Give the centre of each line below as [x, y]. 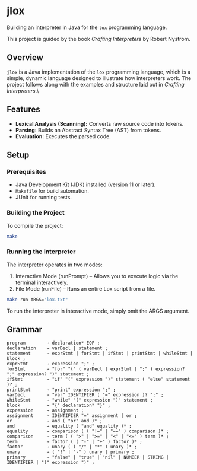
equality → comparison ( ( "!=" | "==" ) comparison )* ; [88, 431]
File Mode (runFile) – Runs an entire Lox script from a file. [85, 288]
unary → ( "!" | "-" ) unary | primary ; [71, 452]
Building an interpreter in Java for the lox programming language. [87, 27]
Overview [25, 58]
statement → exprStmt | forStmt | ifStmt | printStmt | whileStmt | [100, 354]
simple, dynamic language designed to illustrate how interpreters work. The [99, 78]
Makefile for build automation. [52, 191]
